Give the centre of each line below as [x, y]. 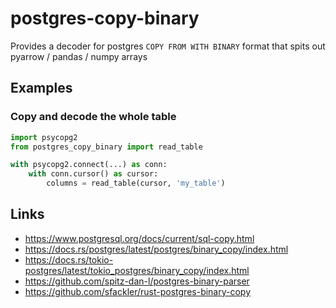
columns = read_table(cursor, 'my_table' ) [136, 183]
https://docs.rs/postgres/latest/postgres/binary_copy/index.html [156, 249]
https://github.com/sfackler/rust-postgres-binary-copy [138, 291]
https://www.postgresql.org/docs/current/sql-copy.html [139, 238]
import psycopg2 [44, 137]
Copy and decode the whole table [93, 117]
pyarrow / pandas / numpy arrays [79, 56]
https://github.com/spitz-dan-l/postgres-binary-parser [137, 281]
